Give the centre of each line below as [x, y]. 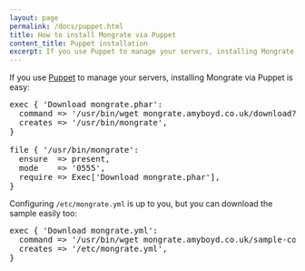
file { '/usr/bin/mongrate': [74, 150]
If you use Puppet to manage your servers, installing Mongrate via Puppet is [151, 77]
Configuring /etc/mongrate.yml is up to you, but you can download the [141, 204]
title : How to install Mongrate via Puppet [93, 35]
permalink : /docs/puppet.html [67, 26]
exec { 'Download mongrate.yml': [84, 231]
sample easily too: [44, 214]
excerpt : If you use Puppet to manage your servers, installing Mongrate [152, 52]
